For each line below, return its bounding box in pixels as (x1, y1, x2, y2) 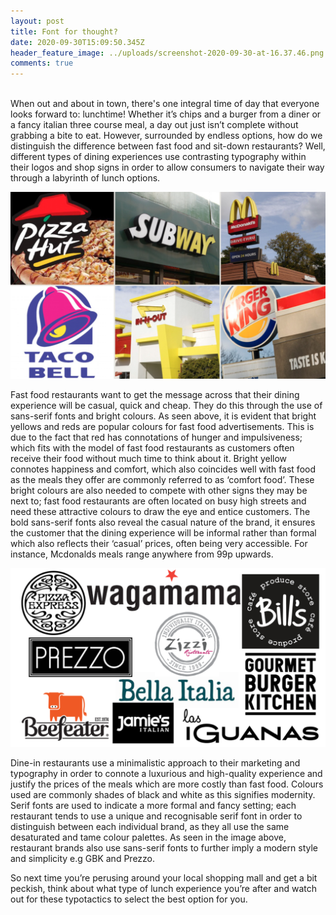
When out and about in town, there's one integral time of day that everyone (10, 98, 320, 110)
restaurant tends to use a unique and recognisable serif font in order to (10, 810, 303, 822)
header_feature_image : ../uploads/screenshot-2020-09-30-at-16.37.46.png (10, 48, 325, 58)
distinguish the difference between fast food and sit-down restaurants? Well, (10, 140, 326, 152)
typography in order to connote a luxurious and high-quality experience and (10, 767, 323, 779)
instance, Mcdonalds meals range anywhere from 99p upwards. (10, 548, 274, 560)
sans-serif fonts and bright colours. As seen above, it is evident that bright (10, 410, 317, 422)
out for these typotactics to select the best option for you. (10, 893, 248, 905)
